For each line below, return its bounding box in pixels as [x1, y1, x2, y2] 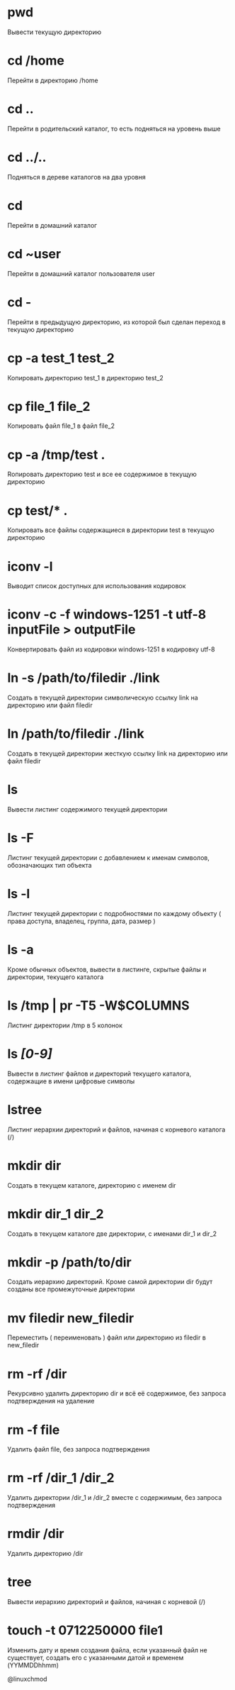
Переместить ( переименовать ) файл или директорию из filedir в [7, 1333, 207, 1342]
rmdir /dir [7, 1526, 64, 1542]
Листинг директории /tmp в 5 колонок [7, 1021, 122, 1029]
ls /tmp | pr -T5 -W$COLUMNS [7, 998, 190, 1013]
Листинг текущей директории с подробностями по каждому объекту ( [7, 909, 222, 917]
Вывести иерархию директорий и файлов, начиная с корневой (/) [7, 1598, 206, 1606]
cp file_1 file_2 [7, 398, 91, 414]
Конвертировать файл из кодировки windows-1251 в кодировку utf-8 [7, 645, 215, 653]
